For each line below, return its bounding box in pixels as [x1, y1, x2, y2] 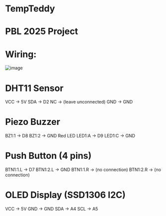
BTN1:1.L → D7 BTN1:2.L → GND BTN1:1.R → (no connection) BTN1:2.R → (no [5, 167, 162, 173]
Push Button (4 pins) [5, 150, 92, 162]
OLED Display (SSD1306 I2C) [5, 190, 126, 201]
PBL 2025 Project [5, 26, 79, 37]
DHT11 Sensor [5, 83, 64, 94]
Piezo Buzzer [5, 116, 61, 127]
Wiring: [5, 48, 37, 60]
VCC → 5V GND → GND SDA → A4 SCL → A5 [5, 206, 98, 212]
